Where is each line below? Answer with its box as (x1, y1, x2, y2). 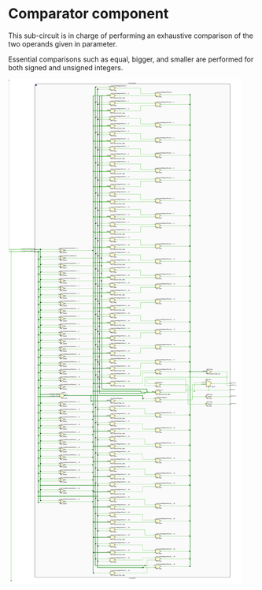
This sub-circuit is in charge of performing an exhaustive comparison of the (8, 31, 253, 40)
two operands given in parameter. (8, 39, 118, 48)
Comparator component (8, 5, 169, 23)
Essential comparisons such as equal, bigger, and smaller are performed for (8, 54, 254, 64)
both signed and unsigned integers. (8, 62, 124, 72)
